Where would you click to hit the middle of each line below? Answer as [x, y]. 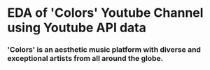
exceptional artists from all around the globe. [85, 59]
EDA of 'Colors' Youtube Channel [105, 13]
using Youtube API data [77, 28]
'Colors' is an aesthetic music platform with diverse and [104, 50]
